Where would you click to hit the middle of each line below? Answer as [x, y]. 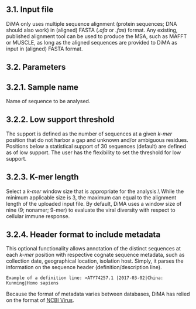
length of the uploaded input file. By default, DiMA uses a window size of [94, 203]
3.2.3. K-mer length [42, 177]
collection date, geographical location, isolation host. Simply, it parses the [95, 261]
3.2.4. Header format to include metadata [83, 235]
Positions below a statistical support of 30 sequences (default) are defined [96, 146]
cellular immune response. [38, 216]
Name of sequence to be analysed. [48, 101]
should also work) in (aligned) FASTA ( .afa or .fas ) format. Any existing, [92, 30]
